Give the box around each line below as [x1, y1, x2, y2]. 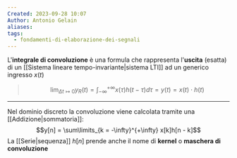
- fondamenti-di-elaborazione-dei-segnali [13, 37, 140, 44]
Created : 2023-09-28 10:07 [7, 10, 87, 18]
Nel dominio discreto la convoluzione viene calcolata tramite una [7, 107, 195, 116]
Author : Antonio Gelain [7, 17, 78, 24]
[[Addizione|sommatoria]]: [7, 114, 84, 123]
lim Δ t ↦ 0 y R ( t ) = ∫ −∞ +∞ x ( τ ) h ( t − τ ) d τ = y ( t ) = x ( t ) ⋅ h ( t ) [50, 84, 205, 96]
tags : [7, 29, 23, 37]
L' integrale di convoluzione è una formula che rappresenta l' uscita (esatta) [7, 55, 227, 64]
